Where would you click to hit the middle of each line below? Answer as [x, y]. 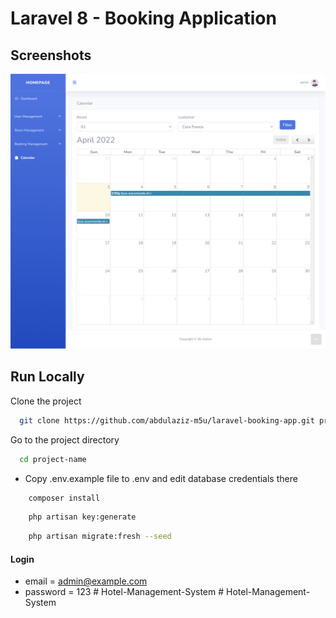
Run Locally [47, 377]
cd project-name [53, 459]
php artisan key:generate [82, 517]
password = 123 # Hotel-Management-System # [124, 592]
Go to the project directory [65, 439]
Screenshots [51, 55]
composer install [64, 498]
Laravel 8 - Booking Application [143, 18]
